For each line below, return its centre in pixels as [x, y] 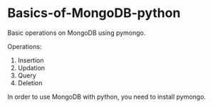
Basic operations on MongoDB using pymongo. [77, 33]
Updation [31, 67]
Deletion [30, 82]
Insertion [31, 60]
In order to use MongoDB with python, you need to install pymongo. [107, 97]
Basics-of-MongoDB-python [94, 13]
